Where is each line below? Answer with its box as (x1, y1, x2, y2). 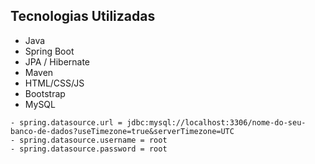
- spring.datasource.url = (10, 117, 123, 128)
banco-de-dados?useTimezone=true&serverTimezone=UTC (10, 126, 235, 136)
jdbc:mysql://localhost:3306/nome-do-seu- (126, 117, 307, 128)
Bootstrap (24, 87, 66, 99)
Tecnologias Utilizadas (10, 8, 156, 25)
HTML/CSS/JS (24, 77, 85, 89)
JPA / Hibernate (24, 55, 91, 68)
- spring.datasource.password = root (10, 144, 168, 154)
